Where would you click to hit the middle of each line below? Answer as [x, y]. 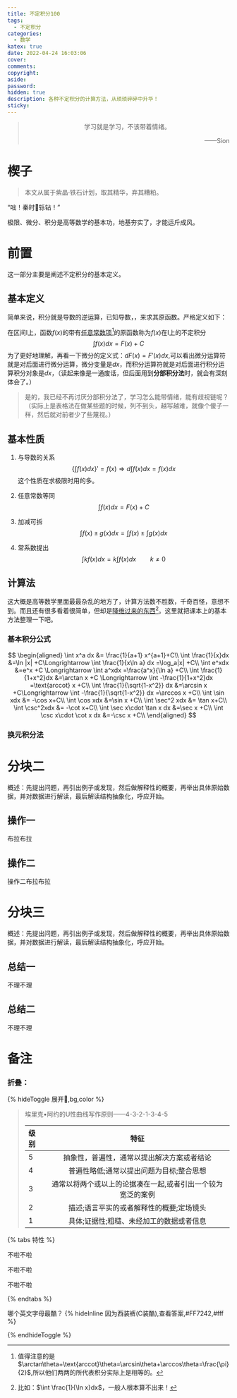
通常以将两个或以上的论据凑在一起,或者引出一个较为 [138, 1184]
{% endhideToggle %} [39, 1335]
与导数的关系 [36, 457]
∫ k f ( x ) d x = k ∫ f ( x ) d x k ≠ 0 [123, 559]
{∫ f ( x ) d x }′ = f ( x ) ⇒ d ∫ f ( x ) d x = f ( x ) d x [124, 469]
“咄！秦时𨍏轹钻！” [34, 207]
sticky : [19, 106]
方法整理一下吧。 [32, 619]
